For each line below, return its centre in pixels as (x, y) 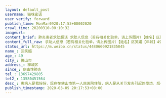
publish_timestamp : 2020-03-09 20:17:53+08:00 (54, 88)
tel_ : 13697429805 (24, 74)
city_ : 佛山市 (19, 60)
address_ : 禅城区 (22, 65)
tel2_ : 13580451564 (25, 79)
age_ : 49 (14, 56)
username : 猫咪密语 (24, 14)
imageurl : (15, 33)
